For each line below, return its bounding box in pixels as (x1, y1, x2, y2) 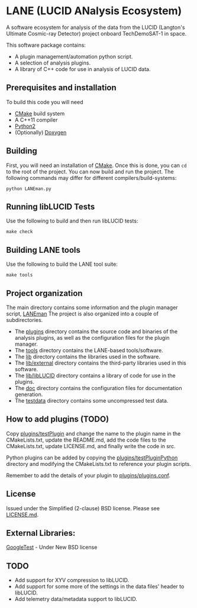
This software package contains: (6, 41, 86, 49)
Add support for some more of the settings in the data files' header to (14, 583, 185, 590)
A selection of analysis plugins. (14, 59, 91, 66)
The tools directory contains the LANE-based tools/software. (14, 347, 164, 353)
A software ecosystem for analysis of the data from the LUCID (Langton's (6, 24, 185, 31)
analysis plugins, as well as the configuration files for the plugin (14, 334, 170, 341)
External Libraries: (6, 528, 76, 538)
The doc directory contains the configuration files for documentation (14, 385, 182, 391)
